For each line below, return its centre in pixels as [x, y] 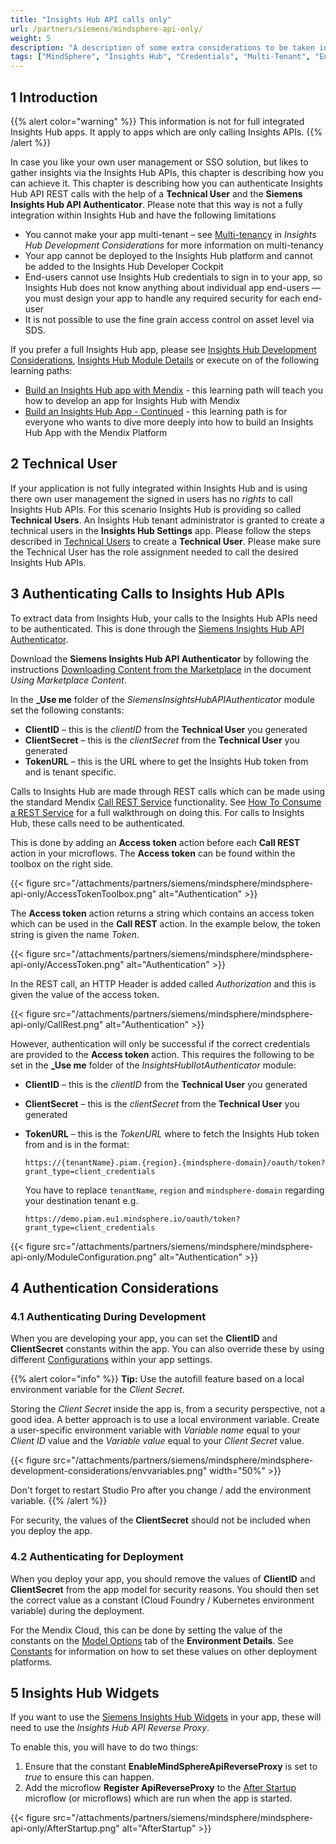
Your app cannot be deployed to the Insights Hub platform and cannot [168, 255]
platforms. [31, 1662]
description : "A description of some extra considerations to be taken [162, 47]
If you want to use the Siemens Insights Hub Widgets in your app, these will [166, 1717]
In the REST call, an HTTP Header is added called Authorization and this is [163, 983]
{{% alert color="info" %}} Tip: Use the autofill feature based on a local [157, 1379]
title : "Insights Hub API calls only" [91, 19]
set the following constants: [67, 710]
